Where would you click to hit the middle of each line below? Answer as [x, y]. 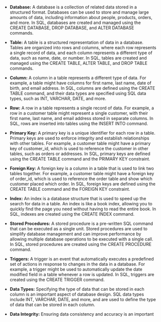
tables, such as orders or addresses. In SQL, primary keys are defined [80, 154]
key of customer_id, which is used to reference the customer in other [79, 149]
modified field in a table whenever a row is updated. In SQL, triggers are [82, 274]
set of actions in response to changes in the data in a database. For [77, 264]
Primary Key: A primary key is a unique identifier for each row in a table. [82, 133]
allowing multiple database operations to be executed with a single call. [81, 239]
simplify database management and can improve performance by [75, 234]
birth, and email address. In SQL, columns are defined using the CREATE [82, 88]
